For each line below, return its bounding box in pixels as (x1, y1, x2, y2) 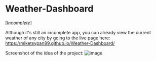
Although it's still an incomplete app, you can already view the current (5, 29, 151, 35)
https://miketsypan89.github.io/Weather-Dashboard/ (5, 40, 115, 46)
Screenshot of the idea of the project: (5, 50, 84, 56)
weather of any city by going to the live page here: (5, 35, 110, 41)
